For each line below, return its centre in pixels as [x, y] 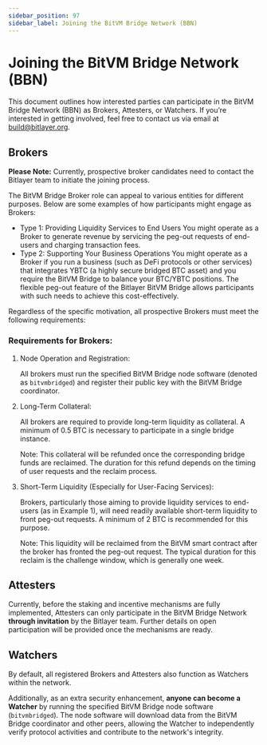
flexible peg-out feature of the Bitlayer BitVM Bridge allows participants [137, 288]
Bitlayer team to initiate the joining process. [79, 180]
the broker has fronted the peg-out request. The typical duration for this [138, 552]
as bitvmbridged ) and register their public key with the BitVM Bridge [131, 382]
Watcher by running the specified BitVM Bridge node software [111, 707]
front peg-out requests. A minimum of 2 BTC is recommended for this [134, 519]
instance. [35, 438]
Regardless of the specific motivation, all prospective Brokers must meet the [133, 312]
